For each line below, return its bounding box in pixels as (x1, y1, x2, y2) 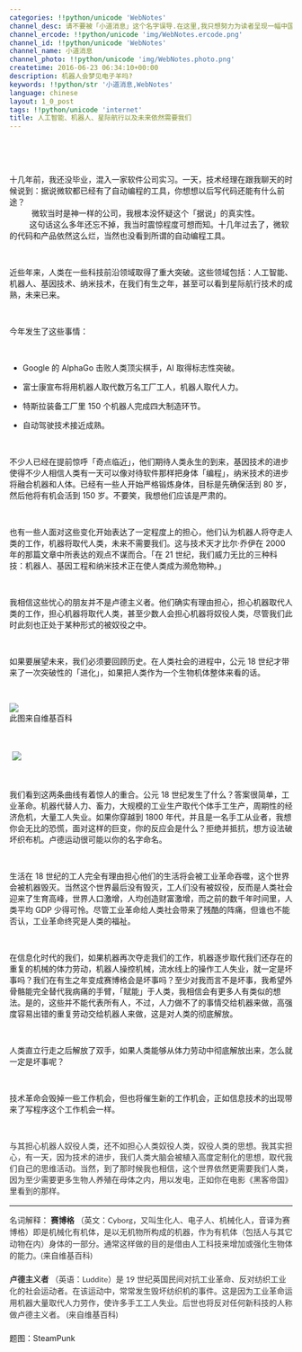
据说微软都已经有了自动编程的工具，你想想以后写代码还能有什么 (40, 185, 277, 196)
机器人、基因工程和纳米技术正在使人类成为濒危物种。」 (24, 560, 226, 571)
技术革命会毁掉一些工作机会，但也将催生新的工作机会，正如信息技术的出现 (9, 1093, 285, 1104)
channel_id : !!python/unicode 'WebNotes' (9, 38, 167, 48)
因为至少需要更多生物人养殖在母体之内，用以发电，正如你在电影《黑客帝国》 (9, 1175, 293, 1186)
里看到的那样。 (9, 1186, 65, 1196)
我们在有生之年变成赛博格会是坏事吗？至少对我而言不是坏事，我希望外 (32, 975, 293, 986)
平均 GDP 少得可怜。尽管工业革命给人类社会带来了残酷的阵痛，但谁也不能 (16, 905, 290, 916)
